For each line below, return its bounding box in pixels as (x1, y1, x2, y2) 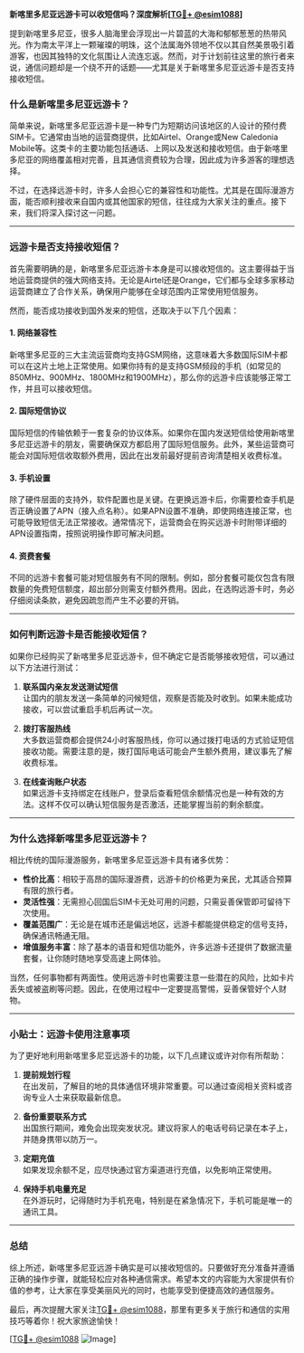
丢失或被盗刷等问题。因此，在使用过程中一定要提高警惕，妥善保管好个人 (9, 984, 279, 994)
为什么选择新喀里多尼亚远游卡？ (9, 832, 149, 844)
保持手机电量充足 (22, 1184, 87, 1195)
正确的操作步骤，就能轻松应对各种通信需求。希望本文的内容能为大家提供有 (9, 1273, 287, 1284)
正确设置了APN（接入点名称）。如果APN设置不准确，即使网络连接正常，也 (16, 506, 292, 517)
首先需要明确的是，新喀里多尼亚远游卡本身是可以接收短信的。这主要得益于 (9, 262, 287, 274)
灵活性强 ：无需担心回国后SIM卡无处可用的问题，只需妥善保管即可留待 (22, 896, 283, 907)
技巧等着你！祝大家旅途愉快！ (9, 1315, 120, 1326)
